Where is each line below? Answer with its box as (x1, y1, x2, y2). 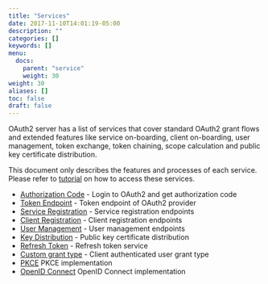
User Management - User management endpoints (19, 223, 185, 234)
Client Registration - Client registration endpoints (19, 215, 183, 225)
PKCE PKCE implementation (19, 258, 113, 268)
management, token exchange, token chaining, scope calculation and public (8, 141, 261, 151)
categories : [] (8, 34, 60, 43)
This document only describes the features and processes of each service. (8, 165, 258, 175)
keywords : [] (8, 42, 52, 50)
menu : (8, 49, 27, 57)
